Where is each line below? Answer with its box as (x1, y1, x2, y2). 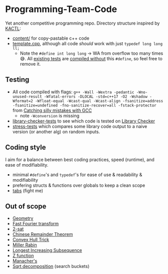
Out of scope (5, 202, 47, 210)
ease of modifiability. (5, 162, 49, 168)
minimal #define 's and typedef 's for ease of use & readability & (12, 172, 142, 178)
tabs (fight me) (12, 187, 44, 194)
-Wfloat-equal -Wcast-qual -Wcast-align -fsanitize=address (35, 98, 163, 103)
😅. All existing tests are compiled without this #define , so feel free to (20, 55, 163, 61)
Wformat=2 (12, 98, 34, 103)
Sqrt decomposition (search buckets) (12, 263, 90, 269)
